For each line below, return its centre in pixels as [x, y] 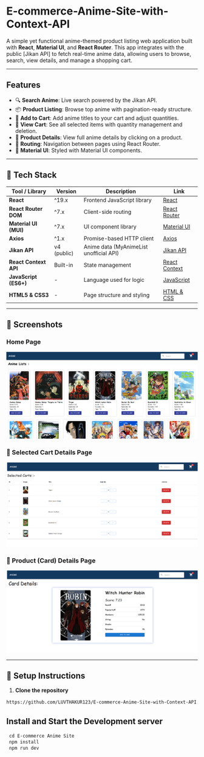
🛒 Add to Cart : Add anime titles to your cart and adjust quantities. [97, 118]
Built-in [63, 265]
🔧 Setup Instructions [46, 676]
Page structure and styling [117, 295]
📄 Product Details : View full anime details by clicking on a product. [99, 137]
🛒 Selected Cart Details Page [49, 452]
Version [66, 191]
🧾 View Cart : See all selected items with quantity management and [99, 124]
